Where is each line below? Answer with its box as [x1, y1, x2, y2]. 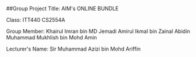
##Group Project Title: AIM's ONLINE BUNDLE [6, 5, 119, 12]
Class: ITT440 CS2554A [6, 16, 66, 23]
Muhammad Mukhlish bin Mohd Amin [6, 34, 97, 41]
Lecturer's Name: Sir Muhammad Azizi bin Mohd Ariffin [6, 45, 141, 52]
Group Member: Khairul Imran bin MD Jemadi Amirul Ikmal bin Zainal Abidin [6, 28, 191, 35]
